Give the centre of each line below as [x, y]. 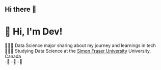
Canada [13, 56]
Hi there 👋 [21, 9]
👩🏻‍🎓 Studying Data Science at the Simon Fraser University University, [78, 51]
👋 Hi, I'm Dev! [34, 31]
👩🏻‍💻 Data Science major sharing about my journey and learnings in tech [81, 45]
